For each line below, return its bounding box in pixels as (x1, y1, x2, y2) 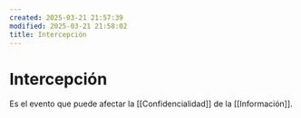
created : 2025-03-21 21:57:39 (9, 13, 124, 23)
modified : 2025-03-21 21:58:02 (9, 22, 128, 31)
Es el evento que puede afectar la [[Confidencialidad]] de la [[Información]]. (9, 98, 293, 109)
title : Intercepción (9, 30, 88, 39)
